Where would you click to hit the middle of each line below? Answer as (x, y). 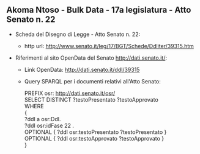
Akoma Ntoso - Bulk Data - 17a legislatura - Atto (99, 10)
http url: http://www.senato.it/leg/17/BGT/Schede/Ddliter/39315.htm (109, 46)
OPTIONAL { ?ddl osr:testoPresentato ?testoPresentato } (95, 132)
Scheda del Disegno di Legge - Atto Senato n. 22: (78, 34)
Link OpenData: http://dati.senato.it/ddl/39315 (82, 69)
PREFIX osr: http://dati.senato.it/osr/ (70, 93)
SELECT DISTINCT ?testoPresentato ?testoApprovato (91, 99)
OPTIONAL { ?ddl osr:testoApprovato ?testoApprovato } (94, 138)
